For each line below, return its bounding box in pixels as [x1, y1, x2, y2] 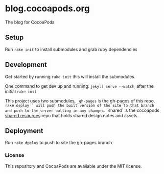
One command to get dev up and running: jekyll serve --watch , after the [5, 83, 154, 89]
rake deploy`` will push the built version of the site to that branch [5, 103, 154, 108]
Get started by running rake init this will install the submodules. [5, 74, 136, 79]
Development [5, 61, 47, 69]
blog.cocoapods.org [5, 3, 90, 14]
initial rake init [5, 88, 37, 94]
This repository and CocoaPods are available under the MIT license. [5, 163, 142, 169]
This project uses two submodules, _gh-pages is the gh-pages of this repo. [5, 98, 155, 103]
